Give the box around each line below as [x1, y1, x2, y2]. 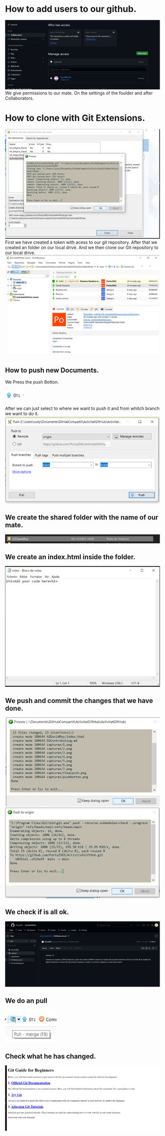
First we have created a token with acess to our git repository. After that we [5, 239, 158, 245]
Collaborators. [5, 95, 34, 101]
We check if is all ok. [5, 908, 69, 916]
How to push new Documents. [5, 366, 99, 374]
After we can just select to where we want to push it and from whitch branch [5, 405, 160, 411]
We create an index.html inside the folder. [5, 553, 136, 561]
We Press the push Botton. [5, 379, 59, 385]
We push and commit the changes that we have [5, 696, 153, 705]
